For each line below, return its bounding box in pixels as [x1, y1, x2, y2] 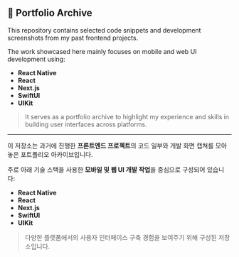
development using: [7, 55, 65, 63]
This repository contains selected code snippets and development [7, 26, 201, 34]
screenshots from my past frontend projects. [7, 33, 139, 42]
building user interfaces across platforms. [24, 120, 147, 128]
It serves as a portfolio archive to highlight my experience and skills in [24, 112, 230, 121]
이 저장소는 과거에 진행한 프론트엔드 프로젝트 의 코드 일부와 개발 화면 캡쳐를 [7, 141, 214, 150]
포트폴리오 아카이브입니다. [20, 150, 94, 158]
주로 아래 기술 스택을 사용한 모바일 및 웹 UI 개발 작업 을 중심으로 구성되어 [7, 165, 206, 174]
